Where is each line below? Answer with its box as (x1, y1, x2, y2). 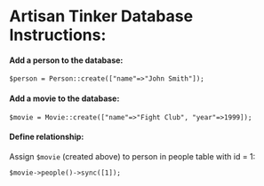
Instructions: (9, 25, 107, 45)
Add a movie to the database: (9, 93, 120, 104)
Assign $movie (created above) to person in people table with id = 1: (9, 151, 256, 161)
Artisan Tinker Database (9, 6, 194, 27)
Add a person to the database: (9, 55, 124, 66)
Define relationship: (9, 131, 84, 143)
